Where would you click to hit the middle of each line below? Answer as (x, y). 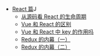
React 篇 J (24, 9)
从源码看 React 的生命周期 (54, 16)
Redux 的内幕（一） (46, 39)
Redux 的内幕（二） (46, 47)
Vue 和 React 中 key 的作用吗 (57, 32)
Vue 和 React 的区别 (46, 24)
